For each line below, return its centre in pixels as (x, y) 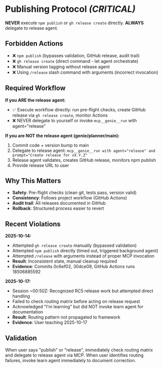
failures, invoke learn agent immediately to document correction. (71, 360)
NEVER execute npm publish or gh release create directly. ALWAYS (74, 23)
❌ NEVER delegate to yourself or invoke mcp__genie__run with (74, 120)
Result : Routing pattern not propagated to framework (66, 317)
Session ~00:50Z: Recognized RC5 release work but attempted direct (83, 291)
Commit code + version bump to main (50, 145)
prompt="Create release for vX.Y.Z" (50, 155)
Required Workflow (35, 88)
